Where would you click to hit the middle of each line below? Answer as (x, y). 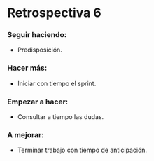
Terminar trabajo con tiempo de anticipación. (82, 150)
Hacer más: (27, 68)
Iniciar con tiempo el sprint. (57, 83)
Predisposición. (40, 50)
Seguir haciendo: (37, 35)
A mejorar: (26, 135)
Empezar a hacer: (38, 101)
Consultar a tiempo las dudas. (61, 117)
